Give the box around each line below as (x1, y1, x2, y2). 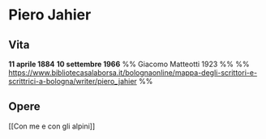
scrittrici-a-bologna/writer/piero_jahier (8, 77, 138, 86)
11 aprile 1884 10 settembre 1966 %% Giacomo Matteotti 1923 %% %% (8, 59, 250, 69)
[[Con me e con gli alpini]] (8, 121, 96, 131)
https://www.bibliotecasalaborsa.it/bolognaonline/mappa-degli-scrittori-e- (8, 68, 258, 78)
